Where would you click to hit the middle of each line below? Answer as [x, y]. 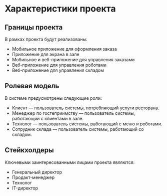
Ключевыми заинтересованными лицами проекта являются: [70, 162]
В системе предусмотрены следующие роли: [53, 98]
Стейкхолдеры [29, 150]
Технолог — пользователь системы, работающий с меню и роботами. [87, 124]
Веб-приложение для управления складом [58, 70]
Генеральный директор [37, 172]
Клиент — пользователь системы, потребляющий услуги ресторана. [85, 108]
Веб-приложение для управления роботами [59, 65]
